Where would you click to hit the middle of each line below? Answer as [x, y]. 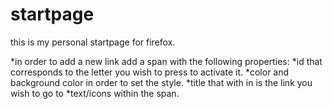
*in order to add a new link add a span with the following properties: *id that [166, 61]
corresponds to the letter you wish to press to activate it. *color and [150, 72]
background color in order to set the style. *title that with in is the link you [161, 82]
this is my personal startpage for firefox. [93, 42]
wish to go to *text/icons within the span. [95, 93]
